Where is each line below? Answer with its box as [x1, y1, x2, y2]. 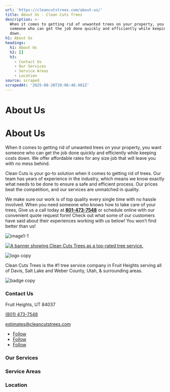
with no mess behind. [5, 160, 50, 166]
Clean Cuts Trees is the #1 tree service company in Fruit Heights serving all [5, 262, 162, 268]
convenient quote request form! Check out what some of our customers [5, 212, 155, 218]
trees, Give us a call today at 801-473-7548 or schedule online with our [5, 207, 155, 213]
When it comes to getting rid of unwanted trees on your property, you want [5, 144, 162, 150]
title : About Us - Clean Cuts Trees [5, 12, 82, 17]
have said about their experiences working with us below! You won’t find [5, 217, 157, 224]
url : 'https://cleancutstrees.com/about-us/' [5, 7, 103, 13]
